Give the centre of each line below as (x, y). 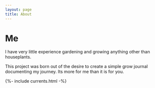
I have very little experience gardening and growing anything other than (77, 52)
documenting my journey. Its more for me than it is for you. (65, 72)
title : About (18, 14)
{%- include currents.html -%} (36, 81)
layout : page (18, 10)
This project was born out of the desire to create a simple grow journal (77, 66)
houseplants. (18, 57)
